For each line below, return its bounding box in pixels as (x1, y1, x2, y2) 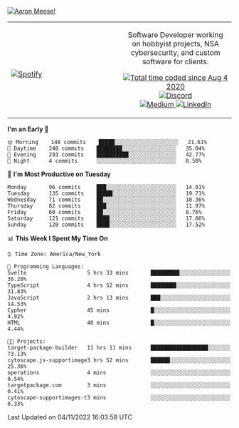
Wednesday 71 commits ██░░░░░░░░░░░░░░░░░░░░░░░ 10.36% (7, 196, 205, 203)
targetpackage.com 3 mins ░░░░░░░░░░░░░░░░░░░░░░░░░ (7, 382, 231, 389)
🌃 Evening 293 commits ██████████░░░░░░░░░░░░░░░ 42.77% (7, 151, 205, 158)
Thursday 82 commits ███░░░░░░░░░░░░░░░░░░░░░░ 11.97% (7, 203, 205, 210)
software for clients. (142, 57, 209, 66)
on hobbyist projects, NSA (132, 39, 219, 49)
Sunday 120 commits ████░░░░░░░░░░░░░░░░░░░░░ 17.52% (7, 221, 205, 228)
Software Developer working (127, 30, 224, 39)
